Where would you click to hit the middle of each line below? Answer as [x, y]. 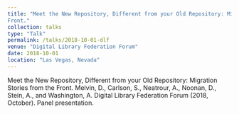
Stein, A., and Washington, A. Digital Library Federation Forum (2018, [108, 95]
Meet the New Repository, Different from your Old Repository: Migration [112, 80]
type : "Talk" [27, 34]
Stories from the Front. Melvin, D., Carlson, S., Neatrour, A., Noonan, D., [112, 87]
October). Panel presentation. [51, 103]
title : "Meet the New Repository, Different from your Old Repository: [116, 14]
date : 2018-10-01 [33, 54]
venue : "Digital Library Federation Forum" [73, 47]
